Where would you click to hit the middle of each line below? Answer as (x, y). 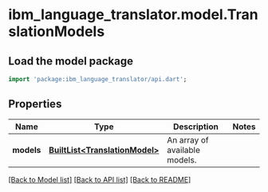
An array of (188, 139)
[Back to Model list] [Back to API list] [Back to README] (100, 179)
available (184, 150)
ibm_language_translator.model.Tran (133, 15)
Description (196, 127)
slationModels (57, 31)
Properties (35, 104)
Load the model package (71, 61)
